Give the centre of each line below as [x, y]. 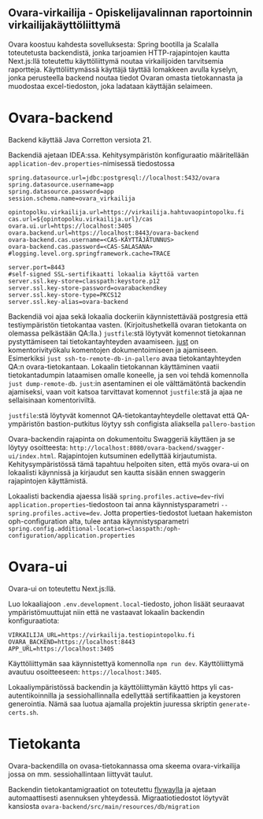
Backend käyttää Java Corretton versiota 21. [80, 139]
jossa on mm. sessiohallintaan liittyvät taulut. [81, 774]
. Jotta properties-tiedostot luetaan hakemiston [176, 513]
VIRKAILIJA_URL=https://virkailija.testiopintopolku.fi [102, 635]
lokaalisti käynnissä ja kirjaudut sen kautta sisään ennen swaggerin [117, 472]
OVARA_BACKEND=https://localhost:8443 [72, 642]
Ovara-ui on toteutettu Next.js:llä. [62, 588]
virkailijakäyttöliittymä [65, 26]
